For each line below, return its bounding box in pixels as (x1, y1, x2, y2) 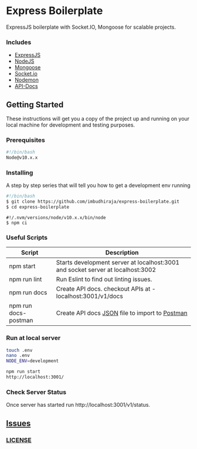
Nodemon (14, 76, 39, 83)
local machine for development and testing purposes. (6, 121, 135, 128)
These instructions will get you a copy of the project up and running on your (6, 115, 189, 123)
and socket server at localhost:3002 (56, 266, 157, 274)
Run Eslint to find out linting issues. (56, 275, 152, 284)
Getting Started (6, 100, 64, 110)
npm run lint (9, 275, 42, 284)
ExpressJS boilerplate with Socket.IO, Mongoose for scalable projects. (6, 23, 176, 30)
